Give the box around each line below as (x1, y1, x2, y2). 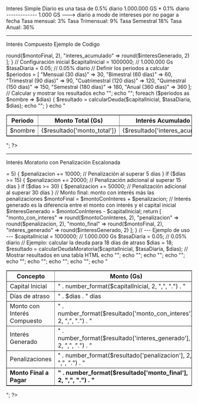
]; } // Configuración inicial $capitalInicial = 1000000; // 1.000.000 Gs (6, 58, 173, 65)
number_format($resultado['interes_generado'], (58, 334, 190, 342)
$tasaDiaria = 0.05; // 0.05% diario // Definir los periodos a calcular (6, 65, 170, 71)
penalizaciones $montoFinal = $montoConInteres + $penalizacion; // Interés (6, 196, 192, 202)
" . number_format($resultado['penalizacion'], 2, (58, 352, 192, 359)
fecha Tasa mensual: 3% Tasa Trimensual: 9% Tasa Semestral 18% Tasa (6, 18, 182, 24)
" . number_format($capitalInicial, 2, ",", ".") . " (58, 282, 186, 290)
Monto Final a (9, 369, 49, 376)
